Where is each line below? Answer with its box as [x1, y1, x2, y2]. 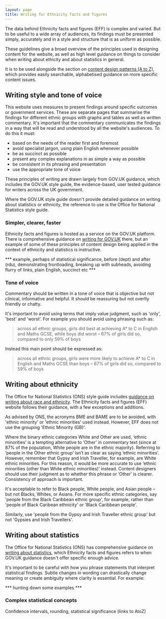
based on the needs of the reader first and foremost [12, 140, 119, 146]
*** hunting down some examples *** [5, 585, 82, 591]
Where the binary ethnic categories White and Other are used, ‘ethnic [5, 434, 147, 440]
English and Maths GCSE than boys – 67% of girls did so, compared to [17, 360, 161, 366]
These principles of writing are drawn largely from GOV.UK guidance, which [5, 176, 160, 182]
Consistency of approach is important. [5, 476, 83, 482]
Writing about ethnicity [5, 380, 78, 389]
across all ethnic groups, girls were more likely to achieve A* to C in [17, 355, 155, 361]
